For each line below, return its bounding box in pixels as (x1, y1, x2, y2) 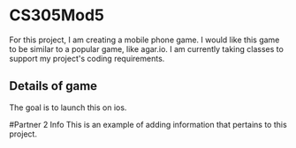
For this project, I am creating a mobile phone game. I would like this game (9, 34, 280, 45)
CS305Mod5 (9, 5, 104, 26)
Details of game (9, 78, 98, 93)
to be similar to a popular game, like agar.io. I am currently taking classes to (9, 43, 285, 54)
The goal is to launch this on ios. (9, 102, 127, 113)
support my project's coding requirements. (9, 53, 165, 63)
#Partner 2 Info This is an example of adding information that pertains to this (9, 119, 287, 129)
